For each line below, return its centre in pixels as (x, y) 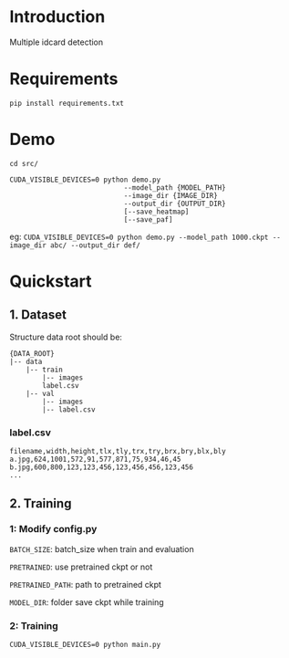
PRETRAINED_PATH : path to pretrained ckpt (86, 584)
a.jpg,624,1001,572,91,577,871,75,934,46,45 (95, 460)
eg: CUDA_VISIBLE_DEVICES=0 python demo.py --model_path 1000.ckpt (139, 236)
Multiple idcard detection (57, 42)
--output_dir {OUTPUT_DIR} (175, 204)
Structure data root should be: (66, 337)
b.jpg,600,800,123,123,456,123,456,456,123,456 (102, 467)
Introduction (57, 17)
